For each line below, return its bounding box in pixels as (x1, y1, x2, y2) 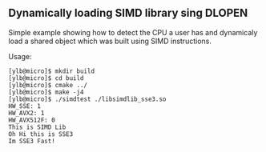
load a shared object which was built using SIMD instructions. (8, 36, 212, 46)
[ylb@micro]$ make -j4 (8, 88, 84, 96)
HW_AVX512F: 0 (8, 116, 56, 124)
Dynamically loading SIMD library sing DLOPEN (8, 6, 248, 20)
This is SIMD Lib (8, 123, 66, 131)
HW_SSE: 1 (8, 102, 42, 110)
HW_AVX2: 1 (8, 109, 45, 117)
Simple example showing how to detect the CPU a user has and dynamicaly (8, 27, 258, 37)
